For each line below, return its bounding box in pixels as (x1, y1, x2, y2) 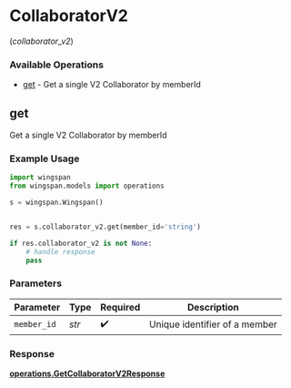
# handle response (25, 247, 95, 256)
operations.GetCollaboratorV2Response (9, 368, 166, 379)
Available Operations (9, 58, 105, 71)
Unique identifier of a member (148, 318, 277, 331)
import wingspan (9, 173, 71, 182)
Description (186, 301, 239, 313)
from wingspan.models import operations (9, 181, 166, 191)
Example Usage (9, 152, 80, 165)
